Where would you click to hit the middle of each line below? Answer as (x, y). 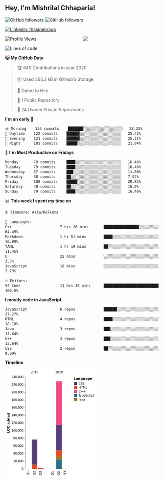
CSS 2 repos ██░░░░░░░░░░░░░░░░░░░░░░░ (82, 348)
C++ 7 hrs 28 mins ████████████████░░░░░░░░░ (82, 227)
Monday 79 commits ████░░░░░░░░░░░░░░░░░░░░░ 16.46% (73, 162)
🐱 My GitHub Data (24, 58)
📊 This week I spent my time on (38, 201)
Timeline (14, 362)
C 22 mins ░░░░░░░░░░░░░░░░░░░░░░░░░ (82, 256)
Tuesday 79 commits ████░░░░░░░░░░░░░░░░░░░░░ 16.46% (73, 167)
